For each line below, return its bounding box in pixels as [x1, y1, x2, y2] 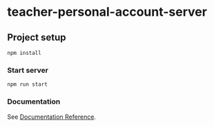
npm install [7, 49, 41, 56]
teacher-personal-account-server [7, 4, 207, 20]
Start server [7, 65, 48, 75]
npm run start [7, 81, 48, 88]
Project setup [7, 32, 67, 43]
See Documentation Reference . [7, 113, 97, 121]
